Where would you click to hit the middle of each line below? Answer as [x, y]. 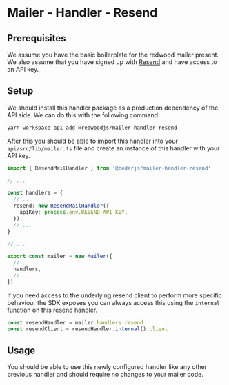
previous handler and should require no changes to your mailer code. [105, 375]
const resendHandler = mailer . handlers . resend [75, 322]
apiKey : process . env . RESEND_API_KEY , [74, 213]
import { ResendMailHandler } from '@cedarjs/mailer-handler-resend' [109, 168]
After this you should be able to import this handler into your [92, 141]
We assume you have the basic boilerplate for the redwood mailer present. [113, 55]
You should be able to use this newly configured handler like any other [107, 367]
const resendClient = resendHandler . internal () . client [88, 329]
